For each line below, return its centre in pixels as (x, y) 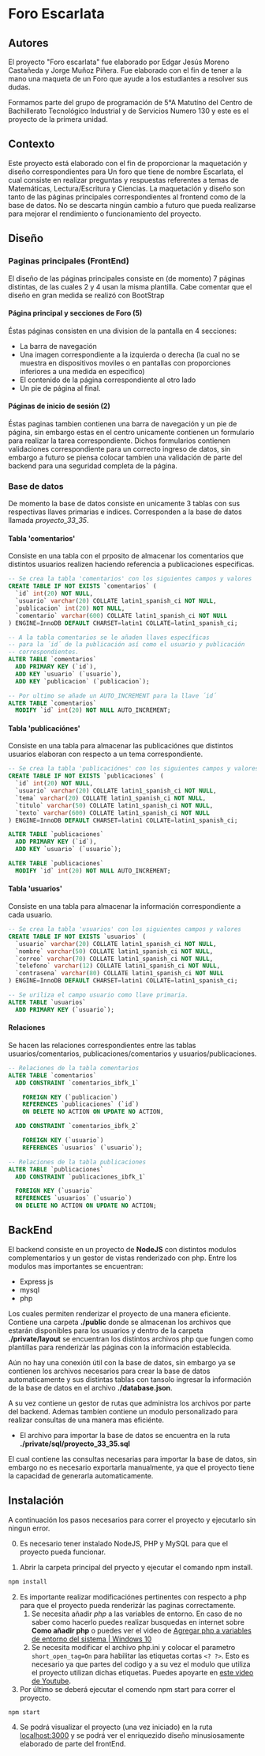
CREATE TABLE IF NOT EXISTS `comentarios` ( (82, 586)
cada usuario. (30, 915)
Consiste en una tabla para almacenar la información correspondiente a (125, 906)
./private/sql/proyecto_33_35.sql (75, 1444)
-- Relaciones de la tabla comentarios (74, 1068)
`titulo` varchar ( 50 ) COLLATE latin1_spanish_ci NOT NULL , (114, 805)
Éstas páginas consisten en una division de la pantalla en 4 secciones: (122, 331)
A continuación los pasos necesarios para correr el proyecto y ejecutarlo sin (132, 1519)
